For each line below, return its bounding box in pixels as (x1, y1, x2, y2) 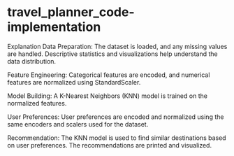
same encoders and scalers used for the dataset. (7, 120, 149, 128)
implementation (7, 19, 101, 35)
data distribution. (7, 57, 57, 65)
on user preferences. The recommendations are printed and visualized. (7, 141, 212, 149)
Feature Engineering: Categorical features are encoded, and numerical (7, 71, 210, 79)
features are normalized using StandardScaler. (7, 78, 141, 86)
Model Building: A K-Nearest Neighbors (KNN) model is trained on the (7, 92, 208, 100)
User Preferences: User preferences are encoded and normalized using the (7, 113, 224, 121)
